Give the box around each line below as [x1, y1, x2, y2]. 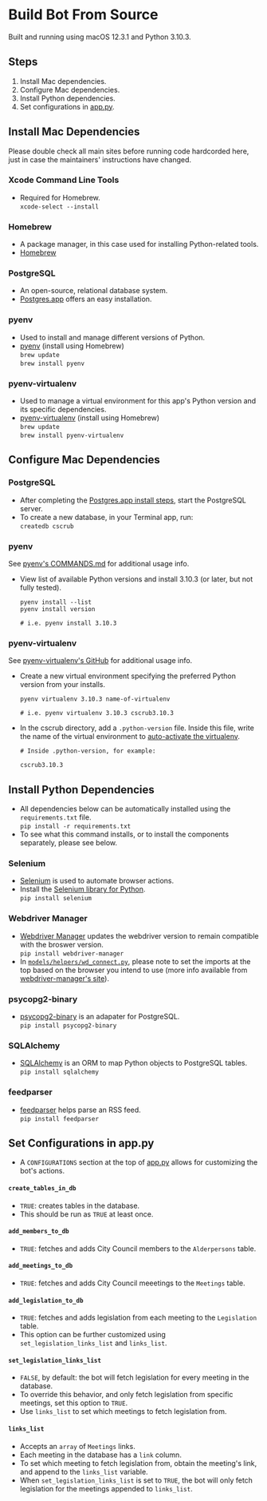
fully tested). [19, 583, 62, 593]
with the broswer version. [19, 939, 104, 949]
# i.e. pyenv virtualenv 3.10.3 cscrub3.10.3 [19, 709, 174, 717]
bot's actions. [19, 1166, 65, 1176]
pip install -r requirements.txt [19, 823, 132, 831]
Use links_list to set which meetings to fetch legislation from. [19, 1407, 227, 1416]
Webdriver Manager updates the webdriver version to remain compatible [19, 931, 259, 940]
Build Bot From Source [8, 6, 159, 24]
